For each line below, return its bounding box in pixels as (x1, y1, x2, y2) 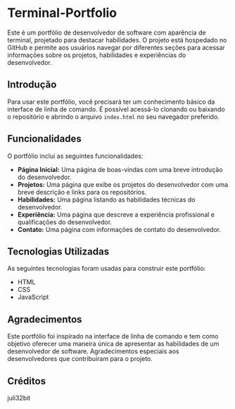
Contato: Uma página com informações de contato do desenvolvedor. (17, 225, 222, 233)
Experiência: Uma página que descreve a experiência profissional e (17, 210, 215, 219)
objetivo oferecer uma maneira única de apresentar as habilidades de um (7, 340, 220, 348)
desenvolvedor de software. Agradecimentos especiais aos (7, 347, 179, 355)
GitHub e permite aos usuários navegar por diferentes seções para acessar (7, 43, 225, 51)
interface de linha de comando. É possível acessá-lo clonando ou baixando (7, 104, 225, 114)
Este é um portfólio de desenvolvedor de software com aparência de (7, 28, 206, 37)
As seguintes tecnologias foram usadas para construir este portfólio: (7, 264, 206, 273)
